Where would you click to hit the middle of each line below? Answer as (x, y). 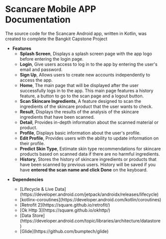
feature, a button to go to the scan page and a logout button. (82, 96)
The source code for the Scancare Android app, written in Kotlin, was (76, 33)
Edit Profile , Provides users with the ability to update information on (89, 138)
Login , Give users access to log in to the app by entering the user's (88, 64)
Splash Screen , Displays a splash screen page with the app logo (86, 54)
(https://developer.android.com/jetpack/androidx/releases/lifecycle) (89, 194)
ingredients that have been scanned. (57, 117)
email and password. (41, 69)
